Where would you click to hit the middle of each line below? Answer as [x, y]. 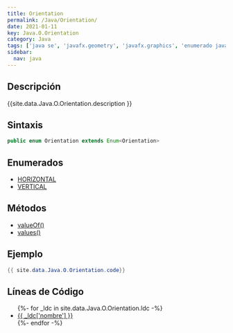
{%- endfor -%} [40, 323]
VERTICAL [32, 187]
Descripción [34, 87]
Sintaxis [25, 125]
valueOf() [31, 225]
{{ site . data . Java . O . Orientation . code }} [67, 270]
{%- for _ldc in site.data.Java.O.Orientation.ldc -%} [90, 308]
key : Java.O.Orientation [43, 33]
